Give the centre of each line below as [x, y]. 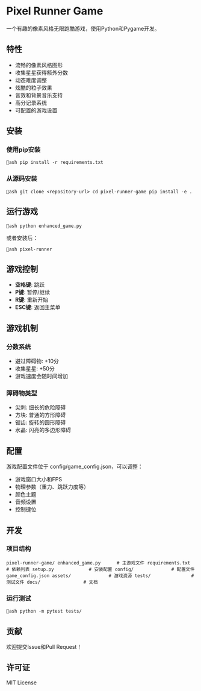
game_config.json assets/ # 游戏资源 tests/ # [100, 576]
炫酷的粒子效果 [33, 87]
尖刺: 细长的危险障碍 [40, 407]
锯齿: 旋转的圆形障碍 [40, 422]
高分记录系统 [31, 102]
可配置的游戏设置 [36, 110]
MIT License [22, 683]
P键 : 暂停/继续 [32, 292]
